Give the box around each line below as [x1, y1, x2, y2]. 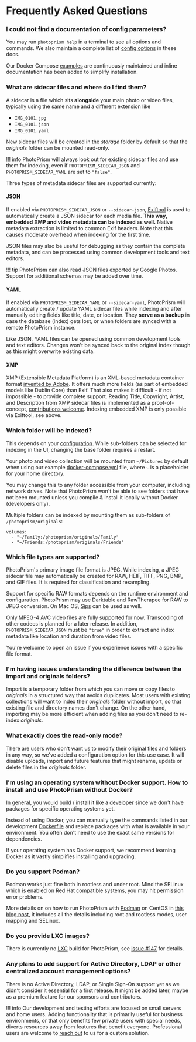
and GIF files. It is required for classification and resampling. [6, 579, 151, 586]
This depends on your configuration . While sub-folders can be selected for [6, 439, 187, 447]
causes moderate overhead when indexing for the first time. [6, 231, 151, 238]
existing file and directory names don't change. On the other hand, [6, 704, 167, 711]
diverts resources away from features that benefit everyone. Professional [6, 1023, 183, 1030]
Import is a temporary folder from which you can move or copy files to [6, 685, 176, 693]
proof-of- [151, 399, 174, 406]
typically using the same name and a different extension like [6, 103, 151, 110]
